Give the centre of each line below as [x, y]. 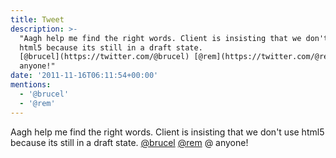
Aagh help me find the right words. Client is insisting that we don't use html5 [167, 132]
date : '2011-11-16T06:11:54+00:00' [84, 76]
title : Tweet [37, 19]
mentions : [31, 85]
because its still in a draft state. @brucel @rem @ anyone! [129, 142]
